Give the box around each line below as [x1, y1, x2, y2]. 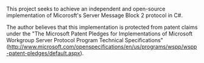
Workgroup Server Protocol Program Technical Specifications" [6, 37, 163, 43]
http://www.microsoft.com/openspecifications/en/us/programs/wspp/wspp [8, 43, 197, 50]
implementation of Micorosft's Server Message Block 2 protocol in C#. [6, 12, 183, 19]
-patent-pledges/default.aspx [6, 50, 80, 57]
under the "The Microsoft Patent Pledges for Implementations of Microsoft [6, 30, 193, 37]
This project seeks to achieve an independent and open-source [6, 6, 166, 12]
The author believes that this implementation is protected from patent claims [6, 24, 198, 31]
